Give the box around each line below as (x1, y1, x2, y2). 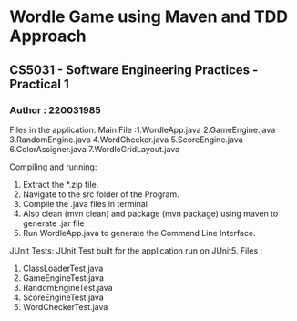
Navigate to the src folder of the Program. (22, 189, 179, 200)
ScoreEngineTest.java (22, 292, 105, 303)
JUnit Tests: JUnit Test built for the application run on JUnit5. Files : (9, 244, 263, 256)
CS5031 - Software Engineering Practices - (9, 62, 259, 78)
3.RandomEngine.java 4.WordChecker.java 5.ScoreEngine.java (9, 134, 243, 145)
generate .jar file (22, 217, 85, 229)
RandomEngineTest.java (22, 282, 113, 293)
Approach (9, 26, 87, 47)
